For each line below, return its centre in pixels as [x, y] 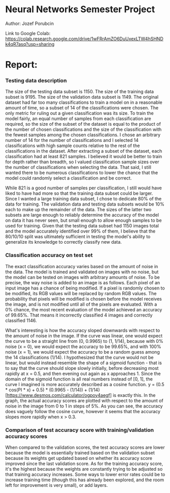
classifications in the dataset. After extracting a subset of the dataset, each [84, 151]
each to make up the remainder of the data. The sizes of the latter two [78, 210]
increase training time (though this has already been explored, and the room [85, 480]
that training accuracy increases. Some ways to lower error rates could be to [85, 475]
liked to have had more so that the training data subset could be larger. [79, 193]
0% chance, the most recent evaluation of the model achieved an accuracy [84, 309]
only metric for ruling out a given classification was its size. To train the [79, 113]
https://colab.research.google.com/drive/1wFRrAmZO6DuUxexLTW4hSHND [84, 39]
